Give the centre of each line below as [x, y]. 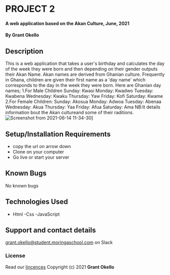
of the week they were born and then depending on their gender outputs [81, 69]
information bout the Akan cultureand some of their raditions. [70, 113]
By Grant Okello [22, 35]
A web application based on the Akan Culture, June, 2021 [67, 23]
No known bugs [22, 185]
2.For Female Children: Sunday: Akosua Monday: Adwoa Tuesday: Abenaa [83, 102]
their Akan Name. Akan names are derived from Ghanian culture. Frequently [85, 74]
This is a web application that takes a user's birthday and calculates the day [85, 64]
